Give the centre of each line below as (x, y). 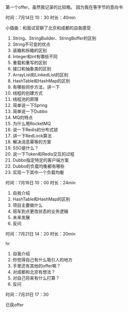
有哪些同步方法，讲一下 (36, 87)
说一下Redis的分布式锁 (35, 130)
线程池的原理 (25, 99)
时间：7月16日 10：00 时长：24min (41, 183)
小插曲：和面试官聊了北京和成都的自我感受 (48, 28)
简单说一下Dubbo (30, 111)
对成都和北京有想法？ (34, 272)
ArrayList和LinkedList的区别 (40, 75)
